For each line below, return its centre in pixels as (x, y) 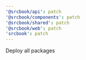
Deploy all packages (30, 50)
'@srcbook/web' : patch (34, 28)
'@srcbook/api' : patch (34, 12)
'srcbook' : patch (27, 34)
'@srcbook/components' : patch (43, 17)
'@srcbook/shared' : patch (37, 23)
